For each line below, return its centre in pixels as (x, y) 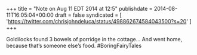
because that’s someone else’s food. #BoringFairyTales (74, 45)
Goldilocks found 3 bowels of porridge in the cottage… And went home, (94, 39)
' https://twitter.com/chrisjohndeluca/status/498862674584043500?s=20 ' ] (99, 21)
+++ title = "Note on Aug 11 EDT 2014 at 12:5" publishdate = (80, 9)
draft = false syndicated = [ (88, 15)
